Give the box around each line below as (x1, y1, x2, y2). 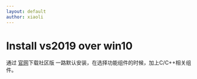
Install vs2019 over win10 (6, 39, 133, 53)
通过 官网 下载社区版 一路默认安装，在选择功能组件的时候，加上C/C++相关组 (6, 59, 191, 66)
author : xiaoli (6, 14, 44, 20)
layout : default (6, 8, 46, 15)
